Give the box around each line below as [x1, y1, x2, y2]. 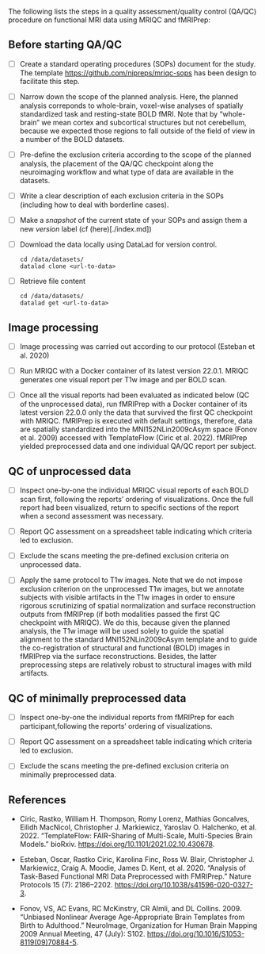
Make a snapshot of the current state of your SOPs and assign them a [19, 216, 248, 225]
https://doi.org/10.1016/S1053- [146, 929, 245, 939]
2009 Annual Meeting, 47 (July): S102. [19, 929, 146, 939]
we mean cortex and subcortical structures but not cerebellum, [40, 117, 247, 127]
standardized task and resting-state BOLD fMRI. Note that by [19, 109, 218, 118]
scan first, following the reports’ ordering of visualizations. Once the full [19, 495, 254, 504]
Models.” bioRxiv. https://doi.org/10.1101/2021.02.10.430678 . [19, 840, 215, 849]
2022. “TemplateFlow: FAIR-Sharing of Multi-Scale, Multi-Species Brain [19, 831, 253, 841]
